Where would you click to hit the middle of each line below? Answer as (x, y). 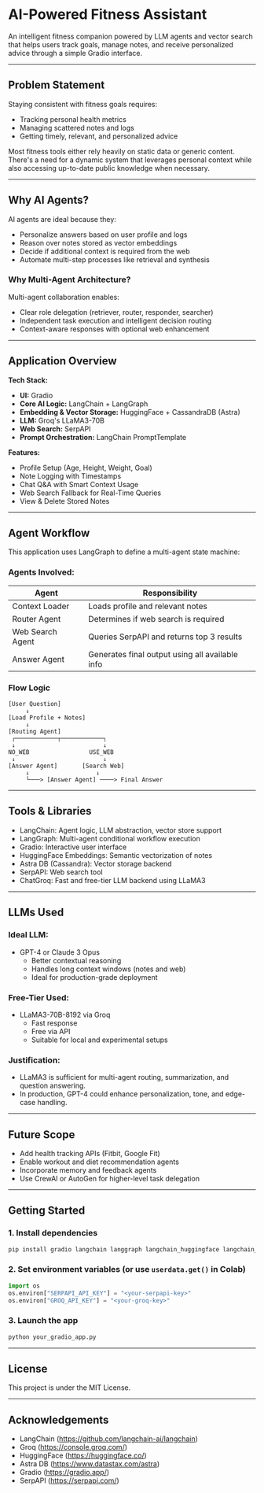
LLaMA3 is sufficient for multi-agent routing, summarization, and (124, 1077)
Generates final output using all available (163, 654)
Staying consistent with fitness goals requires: (83, 104)
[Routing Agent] (35, 732)
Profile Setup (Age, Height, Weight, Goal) (86, 467)
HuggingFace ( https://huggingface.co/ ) (83, 1456)
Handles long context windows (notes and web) (108, 969)
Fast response (54, 1023)
